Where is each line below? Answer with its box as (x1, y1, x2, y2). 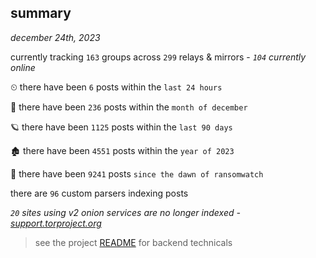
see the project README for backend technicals (34, 236, 233, 248)
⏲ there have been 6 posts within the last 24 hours (10, 81, 223, 93)
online (10, 61, 36, 73)
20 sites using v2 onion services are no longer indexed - (10, 206, 241, 218)
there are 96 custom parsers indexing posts (10, 187, 189, 199)
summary (10, 5, 72, 22)
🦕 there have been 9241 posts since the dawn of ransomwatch (10, 167, 264, 180)
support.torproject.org (10, 217, 102, 229)
